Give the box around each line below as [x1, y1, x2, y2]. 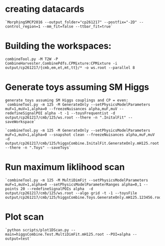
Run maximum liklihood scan [5, 161, 125, 173]
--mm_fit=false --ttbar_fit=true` [42, 24, 113, 29]
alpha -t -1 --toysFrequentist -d [44, 111, 115, 116]
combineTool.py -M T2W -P [5, 57, 58, 61]
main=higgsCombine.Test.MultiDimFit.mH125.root [5, 232, 105, 237]
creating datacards [5, 3, 84, 15]
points [5, 186, 19, 191]
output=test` [5, 236, 32, 241]
